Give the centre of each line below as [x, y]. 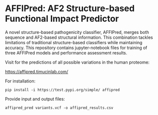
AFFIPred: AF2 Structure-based [70, 8]
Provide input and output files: [35, 99]
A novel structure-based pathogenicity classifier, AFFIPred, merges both [77, 32]
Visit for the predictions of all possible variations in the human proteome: [77, 62]
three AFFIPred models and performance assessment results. [66, 53]
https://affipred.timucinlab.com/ [37, 71]
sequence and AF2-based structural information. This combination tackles [79, 37]
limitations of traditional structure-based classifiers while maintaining [74, 42]
